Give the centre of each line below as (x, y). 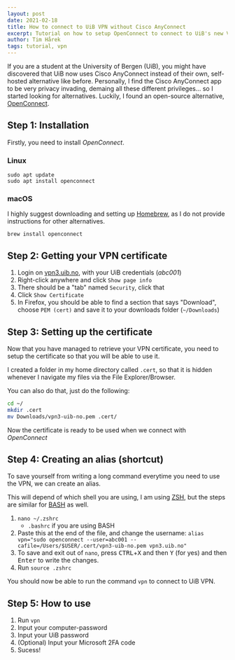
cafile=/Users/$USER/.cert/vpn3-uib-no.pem (82, 546)
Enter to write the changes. (58, 561)
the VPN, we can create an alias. (54, 483)
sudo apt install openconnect (51, 181)
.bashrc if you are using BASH (71, 525)
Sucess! (29, 650)
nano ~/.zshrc (38, 519)
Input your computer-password (62, 628)
